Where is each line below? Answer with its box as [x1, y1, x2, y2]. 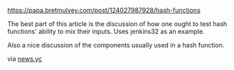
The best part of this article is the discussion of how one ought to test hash [7, 20, 228, 28]
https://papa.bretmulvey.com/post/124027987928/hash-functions [7, 6, 201, 14]
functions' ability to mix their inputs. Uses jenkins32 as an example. [7, 28, 205, 35]
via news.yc [7, 54, 43, 63]
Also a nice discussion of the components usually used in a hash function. [7, 41, 225, 49]
